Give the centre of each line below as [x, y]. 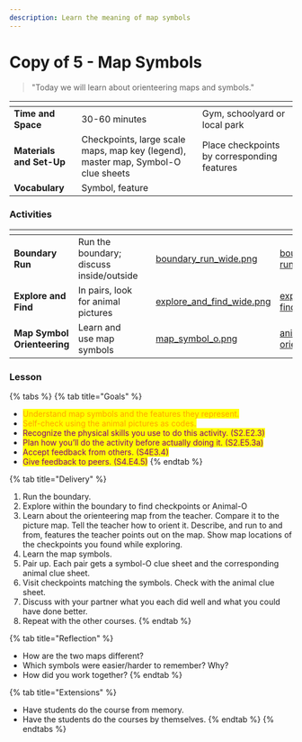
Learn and [99, 327]
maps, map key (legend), [134, 150]
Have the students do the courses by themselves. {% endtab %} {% [148, 719]
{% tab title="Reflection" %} [62, 638]
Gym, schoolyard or [244, 113]
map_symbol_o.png [197, 339]
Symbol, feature [115, 187]
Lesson [26, 376]
